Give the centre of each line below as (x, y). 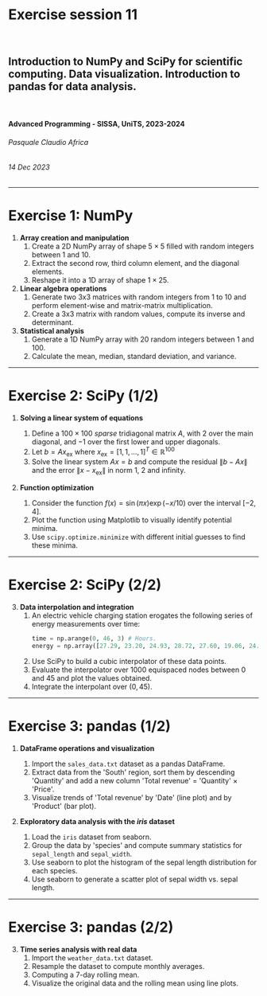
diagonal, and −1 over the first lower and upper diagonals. (126, 442)
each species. (54, 870)
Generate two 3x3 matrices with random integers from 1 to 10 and (139, 297)
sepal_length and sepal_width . (82, 853)
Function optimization (57, 488)
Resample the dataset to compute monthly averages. (118, 966)
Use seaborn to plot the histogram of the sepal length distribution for (144, 862)
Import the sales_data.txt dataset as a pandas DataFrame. (128, 764)
